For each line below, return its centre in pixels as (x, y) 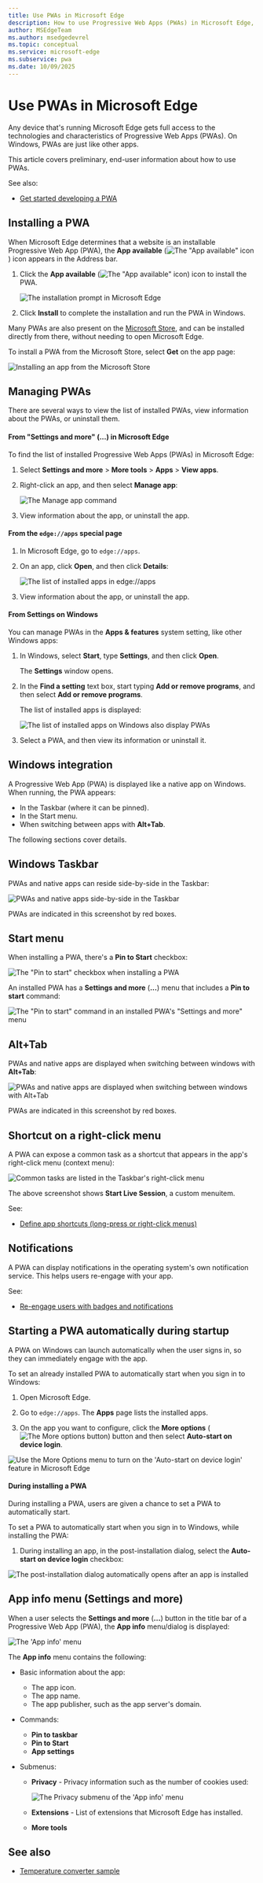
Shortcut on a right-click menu (85, 1135)
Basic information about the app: (72, 1672)
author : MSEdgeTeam (40, 30)
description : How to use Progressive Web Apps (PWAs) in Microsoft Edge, (131, 23)
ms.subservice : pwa (40, 60)
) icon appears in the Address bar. (63, 258)
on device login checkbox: (80, 1559)
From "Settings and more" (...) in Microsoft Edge (89, 437)
